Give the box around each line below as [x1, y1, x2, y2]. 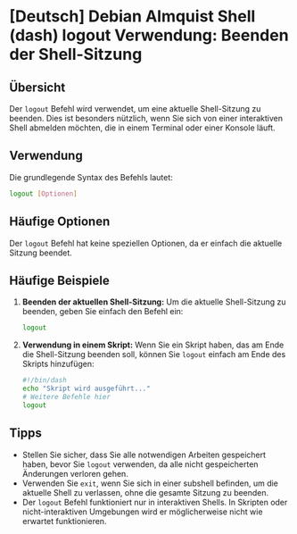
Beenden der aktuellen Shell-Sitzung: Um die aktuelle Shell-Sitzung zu [21, 296, 287, 307]
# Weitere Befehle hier [21, 392, 111, 401]
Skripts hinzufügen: [21, 359, 95, 370]
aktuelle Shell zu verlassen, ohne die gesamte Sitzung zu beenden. [21, 487, 269, 497]
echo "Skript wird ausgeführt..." [21, 384, 151, 394]
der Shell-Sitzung [9, 45, 143, 64]
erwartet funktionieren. [21, 515, 107, 526]
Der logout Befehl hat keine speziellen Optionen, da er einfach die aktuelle [9, 238, 283, 248]
